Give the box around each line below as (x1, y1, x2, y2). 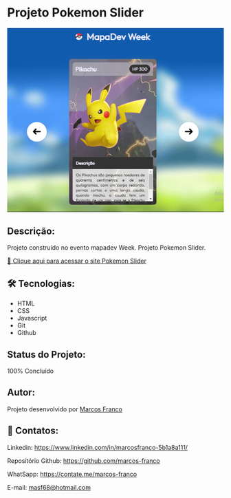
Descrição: (7, 226, 55, 237)
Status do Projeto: (7, 349, 86, 360)
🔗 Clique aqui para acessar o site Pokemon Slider (7, 257, 146, 266)
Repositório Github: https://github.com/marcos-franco (7, 456, 160, 465)
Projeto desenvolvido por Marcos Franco (7, 404, 122, 413)
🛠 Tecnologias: (7, 277, 76, 290)
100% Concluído (7, 367, 54, 376)
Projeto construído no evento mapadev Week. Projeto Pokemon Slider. (7, 243, 206, 252)
